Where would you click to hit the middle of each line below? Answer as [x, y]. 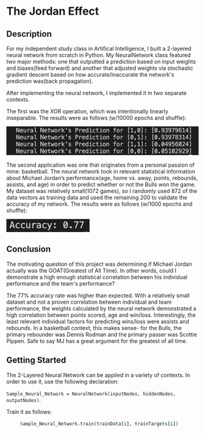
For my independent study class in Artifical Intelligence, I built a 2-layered [99, 48]
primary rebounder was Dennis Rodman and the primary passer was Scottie [102, 334]
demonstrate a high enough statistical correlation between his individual [97, 277]
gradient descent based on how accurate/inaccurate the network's [90, 74]
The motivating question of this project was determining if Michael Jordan [99, 264]
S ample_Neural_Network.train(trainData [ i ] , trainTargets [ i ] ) [99, 424]
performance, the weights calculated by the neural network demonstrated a [101, 308]
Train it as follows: [29, 412]
